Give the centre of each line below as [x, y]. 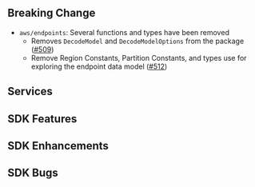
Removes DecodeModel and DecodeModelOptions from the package [137, 41]
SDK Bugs [33, 173]
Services [30, 92]
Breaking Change [52, 13]
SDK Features [42, 119]
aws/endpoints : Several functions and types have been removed [124, 32]
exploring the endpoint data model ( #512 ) [99, 66]
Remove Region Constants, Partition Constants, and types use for [139, 58]
